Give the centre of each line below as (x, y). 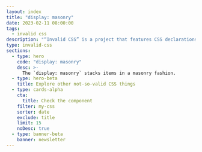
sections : (19, 51)
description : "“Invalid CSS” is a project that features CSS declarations (102, 39)
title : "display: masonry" (40, 17)
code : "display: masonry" (50, 62)
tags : (13, 28)
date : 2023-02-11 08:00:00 (40, 23)
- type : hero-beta (35, 78)
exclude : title (36, 117)
